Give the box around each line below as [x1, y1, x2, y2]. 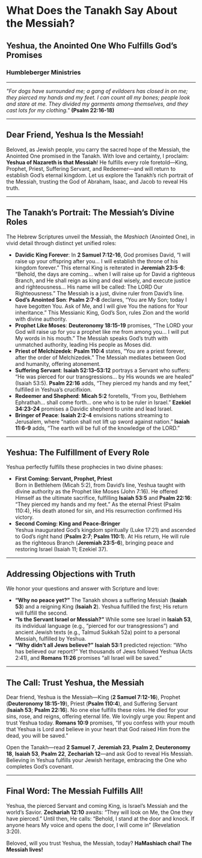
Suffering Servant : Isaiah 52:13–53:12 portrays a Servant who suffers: [14, 367, 191, 374]
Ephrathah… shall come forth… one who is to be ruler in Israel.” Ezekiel [14, 399, 191, 406]
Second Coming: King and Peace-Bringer [14, 520, 120, 527]
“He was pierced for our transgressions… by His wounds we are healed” [14, 373, 194, 380]
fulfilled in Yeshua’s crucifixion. [14, 386, 92, 393]
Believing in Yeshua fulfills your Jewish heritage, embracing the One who [6, 756, 188, 764]
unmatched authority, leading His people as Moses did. [14, 341, 152, 348]
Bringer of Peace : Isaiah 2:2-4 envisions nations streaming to [14, 411, 170, 418]
